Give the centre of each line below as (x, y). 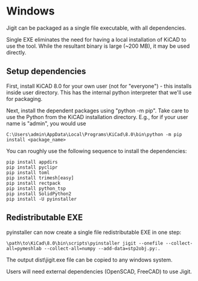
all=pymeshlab (24, 248)
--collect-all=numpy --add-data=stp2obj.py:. (103, 248)
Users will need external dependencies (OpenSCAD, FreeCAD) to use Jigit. (99, 271)
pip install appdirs (32, 162)
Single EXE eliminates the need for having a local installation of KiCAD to (96, 39)
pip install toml (28, 173)
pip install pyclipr (32, 167)
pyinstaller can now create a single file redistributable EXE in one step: (94, 232)
